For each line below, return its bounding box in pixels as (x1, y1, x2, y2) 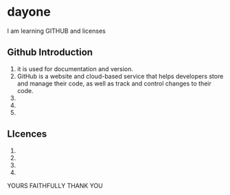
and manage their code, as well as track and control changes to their (16, 79, 211, 88)
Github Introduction (7, 47, 93, 58)
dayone (7, 4, 51, 20)
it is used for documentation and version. (16, 64, 134, 73)
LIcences (7, 128, 47, 140)
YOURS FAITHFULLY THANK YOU (7, 181, 103, 190)
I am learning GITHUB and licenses (7, 27, 106, 35)
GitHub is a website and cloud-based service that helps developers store (16, 72, 224, 80)
